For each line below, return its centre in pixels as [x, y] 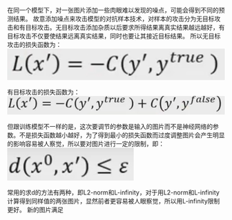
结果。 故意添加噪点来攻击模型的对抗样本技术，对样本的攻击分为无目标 [114, 19]
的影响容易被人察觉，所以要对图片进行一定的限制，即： [86, 143]
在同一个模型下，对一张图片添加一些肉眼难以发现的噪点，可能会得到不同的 [113, 10]
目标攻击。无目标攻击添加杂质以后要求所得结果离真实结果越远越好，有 [125, 27]
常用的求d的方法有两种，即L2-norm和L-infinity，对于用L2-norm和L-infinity [113, 192]
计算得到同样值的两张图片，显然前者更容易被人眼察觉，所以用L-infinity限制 [114, 201]
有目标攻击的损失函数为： [43, 92]
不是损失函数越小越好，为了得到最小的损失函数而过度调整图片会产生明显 [122, 135]
